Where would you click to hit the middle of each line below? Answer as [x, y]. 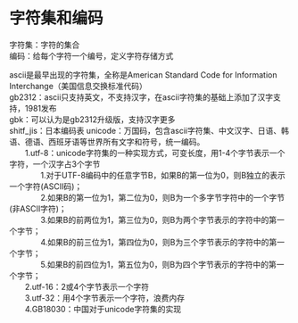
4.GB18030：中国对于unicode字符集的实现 [103, 309]
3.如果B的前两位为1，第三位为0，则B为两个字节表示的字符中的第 [159, 219]
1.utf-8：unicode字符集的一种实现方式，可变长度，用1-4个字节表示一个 [155, 153]
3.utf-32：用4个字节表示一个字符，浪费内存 [105, 298]
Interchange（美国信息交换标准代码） [78, 86]
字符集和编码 [57, 18]
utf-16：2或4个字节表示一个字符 [91, 286]
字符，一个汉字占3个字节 [55, 164]
